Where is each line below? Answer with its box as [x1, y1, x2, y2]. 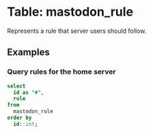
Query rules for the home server [7, 67, 116, 77]
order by [7, 114, 32, 121]
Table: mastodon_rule [7, 4, 134, 20]
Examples [7, 46, 50, 58]
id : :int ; [13, 120, 38, 127]
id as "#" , [13, 89, 44, 96]
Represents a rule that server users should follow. [7, 27, 147, 35]
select [7, 83, 26, 90]
